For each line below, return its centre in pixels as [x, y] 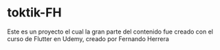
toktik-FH [34, 13]
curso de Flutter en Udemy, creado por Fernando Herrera [88, 38]
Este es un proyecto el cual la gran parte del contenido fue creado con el [110, 32]
